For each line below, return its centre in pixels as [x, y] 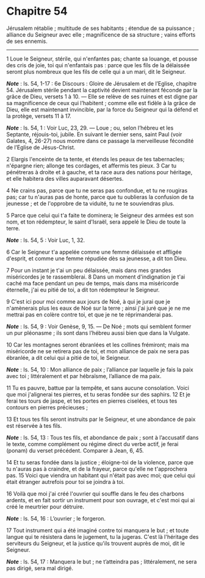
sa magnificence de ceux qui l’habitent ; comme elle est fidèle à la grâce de [101, 103]
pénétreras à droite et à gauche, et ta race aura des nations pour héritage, [99, 172]
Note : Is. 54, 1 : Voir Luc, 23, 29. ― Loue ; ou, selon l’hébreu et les [90, 128]
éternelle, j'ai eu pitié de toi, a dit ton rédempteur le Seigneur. [83, 290]
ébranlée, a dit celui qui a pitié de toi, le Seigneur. [68, 357]
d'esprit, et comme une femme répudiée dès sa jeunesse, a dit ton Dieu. [97, 258]
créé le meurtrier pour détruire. [45, 507]
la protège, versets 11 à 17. [39, 116]
